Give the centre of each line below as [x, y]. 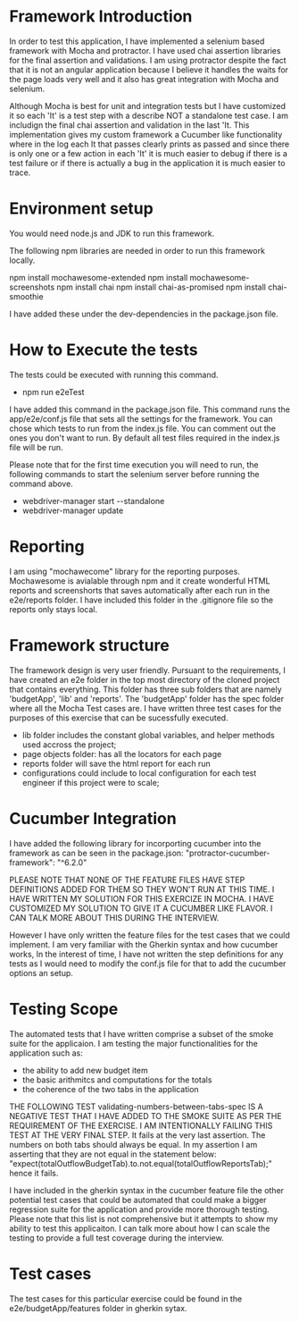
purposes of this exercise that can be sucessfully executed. [119, 718]
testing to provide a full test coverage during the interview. [117, 1238]
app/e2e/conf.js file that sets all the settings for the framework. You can [141, 418]
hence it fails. [34, 1173]
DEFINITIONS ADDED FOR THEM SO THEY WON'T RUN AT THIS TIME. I [142, 889]
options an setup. [42, 973]
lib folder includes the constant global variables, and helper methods [148, 735]
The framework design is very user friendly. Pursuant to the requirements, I [147, 670]
